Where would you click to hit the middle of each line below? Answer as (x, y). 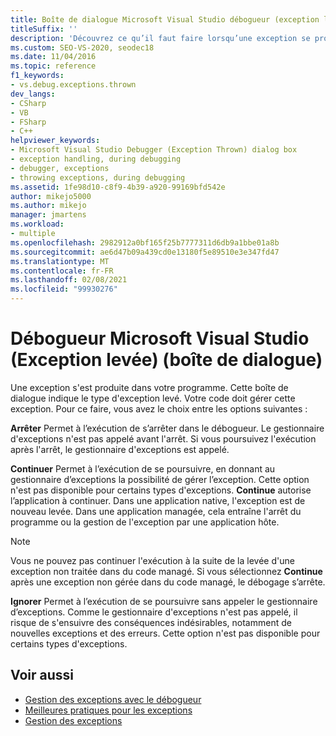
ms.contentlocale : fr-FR (62, 271)
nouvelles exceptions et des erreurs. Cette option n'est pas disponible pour (165, 633)
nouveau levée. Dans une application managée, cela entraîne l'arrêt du (156, 511)
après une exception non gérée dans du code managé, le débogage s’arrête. (168, 582)
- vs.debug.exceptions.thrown (73, 85)
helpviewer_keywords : (55, 141)
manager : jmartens (48, 215)
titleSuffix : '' (44, 29)
